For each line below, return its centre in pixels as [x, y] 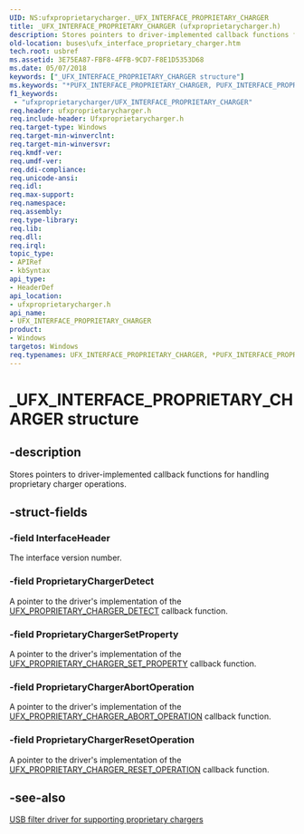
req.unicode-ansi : [44, 178]
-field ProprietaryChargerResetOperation [102, 740]
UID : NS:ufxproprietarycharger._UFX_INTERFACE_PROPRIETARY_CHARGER [139, 18]
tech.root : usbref [44, 52]
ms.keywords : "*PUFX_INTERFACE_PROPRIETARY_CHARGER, [111, 85]
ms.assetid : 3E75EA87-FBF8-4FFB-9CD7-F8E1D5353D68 [107, 60]
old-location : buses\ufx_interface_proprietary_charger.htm [125, 43]
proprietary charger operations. [68, 484]
